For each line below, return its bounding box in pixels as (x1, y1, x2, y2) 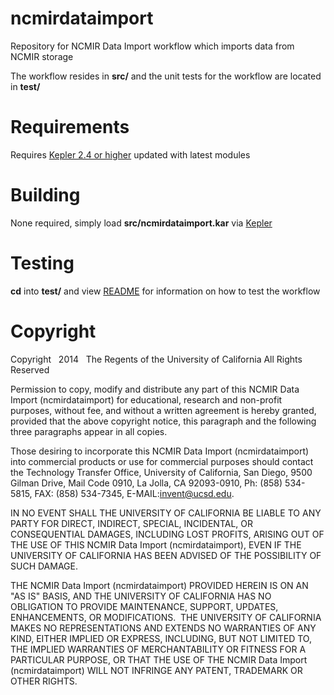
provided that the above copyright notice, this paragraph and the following (10, 415, 317, 427)
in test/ (10, 80, 41, 92)
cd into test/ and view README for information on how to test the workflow (10, 285, 321, 297)
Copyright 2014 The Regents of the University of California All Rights (10, 353, 303, 365)
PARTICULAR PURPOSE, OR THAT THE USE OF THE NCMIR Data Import (10, 653, 308, 666)
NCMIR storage (10, 50, 74, 62)
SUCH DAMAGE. (10, 560, 78, 572)
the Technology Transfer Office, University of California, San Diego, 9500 (10, 466, 313, 478)
